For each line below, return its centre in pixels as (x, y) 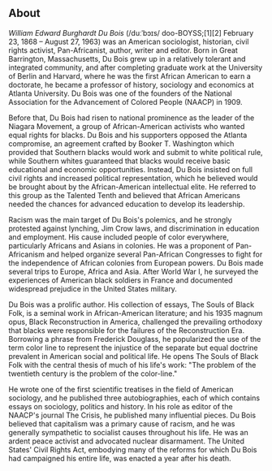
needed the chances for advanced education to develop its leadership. (127, 204)
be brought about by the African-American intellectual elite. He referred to (132, 187)
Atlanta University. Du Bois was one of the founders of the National (121, 93)
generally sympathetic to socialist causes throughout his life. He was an (129, 432)
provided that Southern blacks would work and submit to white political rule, (136, 152)
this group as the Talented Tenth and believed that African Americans (125, 195)
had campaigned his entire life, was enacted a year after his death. (120, 458)
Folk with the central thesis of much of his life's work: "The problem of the (132, 365)
